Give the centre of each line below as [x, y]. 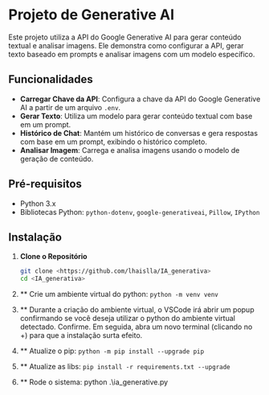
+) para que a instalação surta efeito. [81, 335]
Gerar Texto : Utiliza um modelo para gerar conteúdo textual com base [136, 116]
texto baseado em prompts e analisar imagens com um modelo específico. [132, 54]
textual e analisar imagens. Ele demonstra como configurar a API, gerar [126, 45]
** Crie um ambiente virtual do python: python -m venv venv [119, 294]
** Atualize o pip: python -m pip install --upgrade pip [112, 351]
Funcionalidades [51, 79]
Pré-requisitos [45, 184]
